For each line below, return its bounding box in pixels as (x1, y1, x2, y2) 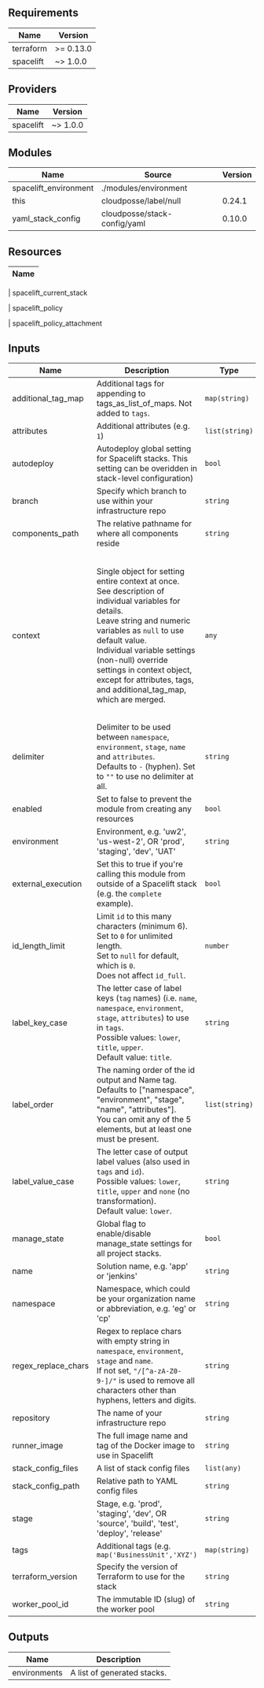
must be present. (97, 1134, 159, 1145)
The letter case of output (97, 1146, 189, 1157)
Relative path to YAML (97, 1476, 178, 1487)
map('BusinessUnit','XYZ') (97, 1551, 198, 1559)
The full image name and (97, 1430, 189, 1441)
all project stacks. (97, 1248, 162, 1259)
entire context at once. (97, 576, 180, 587)
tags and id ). (97, 1166, 145, 1177)
